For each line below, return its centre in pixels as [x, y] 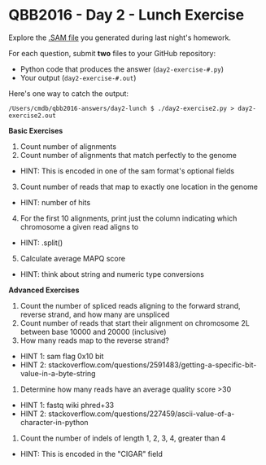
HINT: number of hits [55, 202]
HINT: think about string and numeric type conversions [112, 274]
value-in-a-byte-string [58, 373]
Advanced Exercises [44, 290]
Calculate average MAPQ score [73, 258]
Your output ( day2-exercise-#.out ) [78, 77]
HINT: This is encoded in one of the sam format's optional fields [127, 171]
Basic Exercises [36, 130]
